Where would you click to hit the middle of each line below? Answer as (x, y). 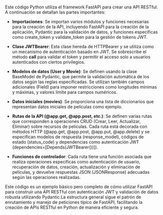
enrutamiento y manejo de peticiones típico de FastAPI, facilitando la (74, 202)
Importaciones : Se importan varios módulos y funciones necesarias (81, 22)
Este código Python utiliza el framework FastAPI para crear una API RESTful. (81, 7)
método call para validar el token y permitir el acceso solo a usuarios (81, 57)
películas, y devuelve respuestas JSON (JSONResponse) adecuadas (81, 172)
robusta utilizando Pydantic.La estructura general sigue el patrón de (73, 197)
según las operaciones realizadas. (46, 177)
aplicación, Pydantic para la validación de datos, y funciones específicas (85, 32)
